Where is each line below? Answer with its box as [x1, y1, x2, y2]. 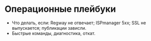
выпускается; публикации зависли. [11, 25, 87, 31]
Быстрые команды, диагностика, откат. [11, 30, 96, 36]
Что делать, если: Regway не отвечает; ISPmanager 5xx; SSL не [11, 20, 147, 26]
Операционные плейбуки [4, 3, 116, 15]
